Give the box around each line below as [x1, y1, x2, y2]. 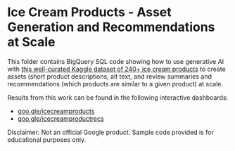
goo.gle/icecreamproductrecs [17, 114, 104, 123]
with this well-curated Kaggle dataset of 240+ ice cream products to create [7, 65, 227, 73]
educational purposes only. [7, 135, 87, 144]
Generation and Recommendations [7, 19, 215, 35]
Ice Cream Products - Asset [7, 4, 172, 20]
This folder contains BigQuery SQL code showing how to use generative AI [7, 57, 224, 65]
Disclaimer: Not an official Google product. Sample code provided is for [7, 128, 215, 136]
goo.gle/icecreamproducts [17, 107, 95, 115]
